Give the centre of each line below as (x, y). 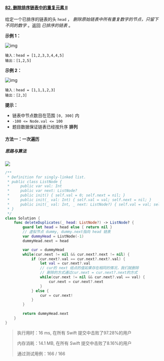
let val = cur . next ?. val (65, 263)
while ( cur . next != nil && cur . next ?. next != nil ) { (76, 254)
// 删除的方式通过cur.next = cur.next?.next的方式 (89, 273)
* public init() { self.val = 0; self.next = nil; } (66, 195)
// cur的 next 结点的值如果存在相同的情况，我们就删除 (89, 268)
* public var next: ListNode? (42, 191)
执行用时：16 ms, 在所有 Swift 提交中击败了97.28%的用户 (74, 333)
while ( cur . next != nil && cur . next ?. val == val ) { (92, 277)
